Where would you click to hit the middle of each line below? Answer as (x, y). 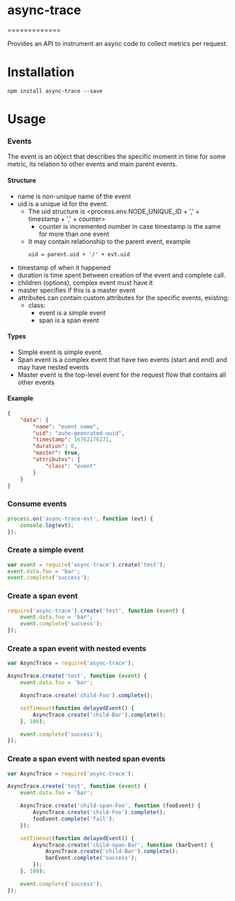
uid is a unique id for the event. (63, 203)
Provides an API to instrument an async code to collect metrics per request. (117, 43)
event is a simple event (72, 312)
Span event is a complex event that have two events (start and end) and (122, 359)
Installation (41, 72)
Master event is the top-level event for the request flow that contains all (122, 375)
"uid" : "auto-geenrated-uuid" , (79, 433)
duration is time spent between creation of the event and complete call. (122, 275)
